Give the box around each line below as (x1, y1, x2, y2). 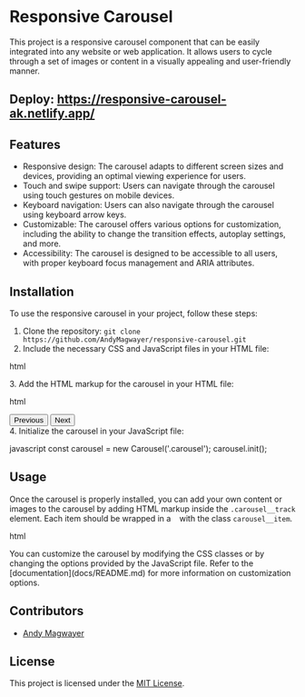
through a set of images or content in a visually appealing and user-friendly (9, 55, 291, 66)
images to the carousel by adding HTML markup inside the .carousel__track (9, 503, 296, 514)
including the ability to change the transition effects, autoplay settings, (22, 229, 286, 240)
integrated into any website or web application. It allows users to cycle (9, 45, 272, 56)
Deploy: (9, 92, 54, 107)
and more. (22, 238, 62, 249)
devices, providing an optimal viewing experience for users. (22, 171, 247, 182)
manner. (9, 65, 41, 76)
